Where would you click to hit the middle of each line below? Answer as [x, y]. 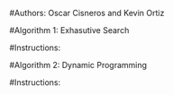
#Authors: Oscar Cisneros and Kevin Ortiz [87, 13]
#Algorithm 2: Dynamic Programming [78, 65]
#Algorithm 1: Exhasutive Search [69, 30]
